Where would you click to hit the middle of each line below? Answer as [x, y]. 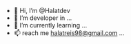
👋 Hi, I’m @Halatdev [42, 11]
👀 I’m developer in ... [43, 18]
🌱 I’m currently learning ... [50, 25]
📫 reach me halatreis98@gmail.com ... [69, 33]
